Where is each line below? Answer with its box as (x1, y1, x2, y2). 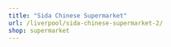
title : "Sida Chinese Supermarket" (8, 11, 128, 20)
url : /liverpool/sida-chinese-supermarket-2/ (8, 19, 163, 27)
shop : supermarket (8, 26, 70, 34)
